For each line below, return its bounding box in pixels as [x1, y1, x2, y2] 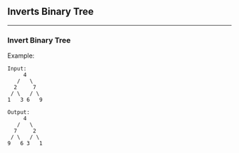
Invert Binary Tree [7, 35, 71, 45]
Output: [7, 109, 31, 116]
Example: [7, 51, 35, 60]
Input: [7, 65, 27, 73]
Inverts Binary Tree [7, 6, 94, 18]
